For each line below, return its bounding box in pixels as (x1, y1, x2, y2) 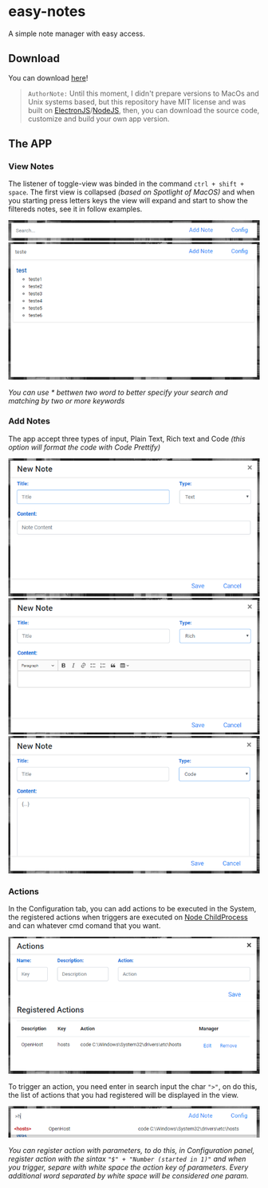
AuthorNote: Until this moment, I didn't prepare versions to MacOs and (27, 89, 259, 98)
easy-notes (8, 2, 86, 21)
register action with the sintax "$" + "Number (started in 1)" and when (8, 1155, 246, 1164)
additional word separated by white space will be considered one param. (8, 1171, 250, 1181)
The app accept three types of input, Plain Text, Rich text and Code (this (8, 434, 246, 443)
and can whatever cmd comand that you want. (8, 920, 161, 930)
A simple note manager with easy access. (8, 29, 145, 38)
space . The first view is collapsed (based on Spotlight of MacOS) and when (8, 187, 255, 197)
